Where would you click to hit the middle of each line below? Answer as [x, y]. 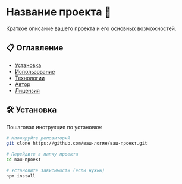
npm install [21, 176]
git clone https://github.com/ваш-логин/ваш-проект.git [77, 144]
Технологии [30, 78]
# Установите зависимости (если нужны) [56, 171]
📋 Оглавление [35, 48]
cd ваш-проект [24, 160]
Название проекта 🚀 [59, 12]
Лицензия [27, 90]
